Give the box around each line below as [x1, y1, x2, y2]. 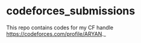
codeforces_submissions [6, 4, 136, 18]
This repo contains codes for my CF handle [6, 24, 113, 31]
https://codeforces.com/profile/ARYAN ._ [6, 30, 107, 37]
